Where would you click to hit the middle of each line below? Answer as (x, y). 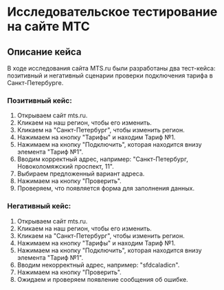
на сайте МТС (49, 26)
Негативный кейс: (39, 206)
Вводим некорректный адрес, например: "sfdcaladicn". (98, 265)
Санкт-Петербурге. (35, 83)
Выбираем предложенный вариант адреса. (81, 174)
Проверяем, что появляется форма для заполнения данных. (105, 189)
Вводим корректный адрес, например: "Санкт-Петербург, (103, 159)
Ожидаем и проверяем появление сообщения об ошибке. (102, 279)
